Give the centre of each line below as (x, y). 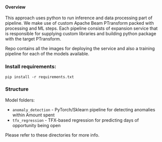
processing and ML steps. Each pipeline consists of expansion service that (81, 28)
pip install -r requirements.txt (40, 77)
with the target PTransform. (33, 39)
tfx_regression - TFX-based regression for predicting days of (76, 120)
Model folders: (20, 100)
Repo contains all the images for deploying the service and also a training (80, 48)
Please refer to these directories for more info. (52, 135)
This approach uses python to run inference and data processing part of (79, 18)
